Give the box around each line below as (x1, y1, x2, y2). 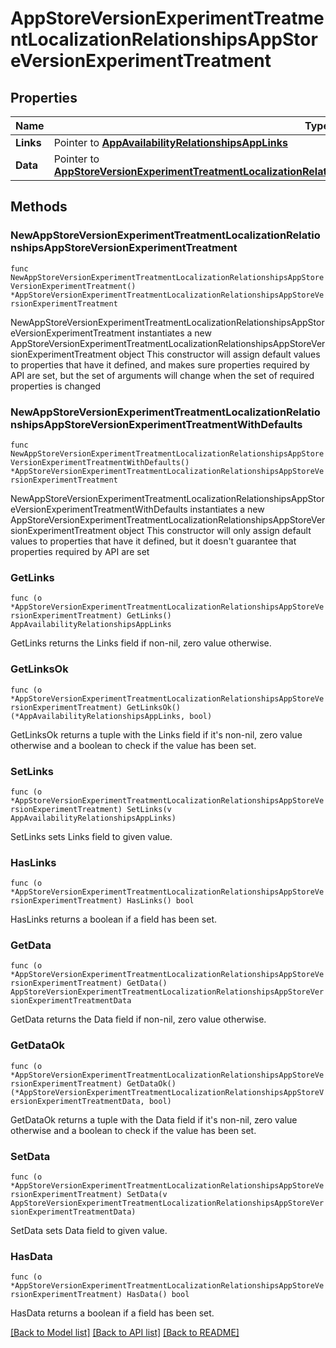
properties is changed (10, 380, 102, 392)
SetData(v (126, 1190, 168, 1200)
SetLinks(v (126, 804, 172, 814)
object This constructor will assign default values (118, 348, 321, 360)
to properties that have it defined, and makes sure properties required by (10, 358, 310, 371)
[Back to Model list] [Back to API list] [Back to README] (10, 1327, 240, 1339)
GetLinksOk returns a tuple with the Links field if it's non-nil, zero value (10, 728, 303, 741)
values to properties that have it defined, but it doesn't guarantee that (10, 535, 297, 547)
